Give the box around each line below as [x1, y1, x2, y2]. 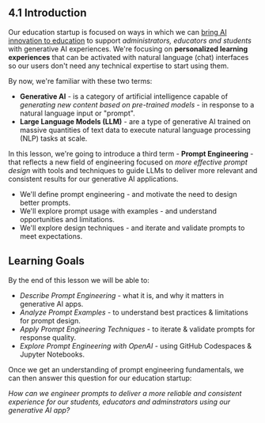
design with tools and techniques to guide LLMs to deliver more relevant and [8, 165, 258, 175]
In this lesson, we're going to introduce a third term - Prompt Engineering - [8, 149, 254, 158]
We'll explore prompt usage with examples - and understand [19, 206, 218, 216]
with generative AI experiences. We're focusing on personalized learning [8, 43, 248, 54]
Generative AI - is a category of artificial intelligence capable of [19, 91, 228, 101]
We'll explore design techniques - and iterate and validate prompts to [19, 223, 245, 232]
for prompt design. [19, 315, 81, 325]
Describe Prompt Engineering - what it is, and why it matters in [19, 290, 224, 300]
